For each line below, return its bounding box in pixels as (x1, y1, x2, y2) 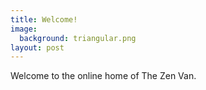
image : (10, 24, 38, 34)
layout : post (10, 42, 65, 53)
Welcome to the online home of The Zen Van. (10, 70, 197, 82)
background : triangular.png (19, 33, 137, 43)
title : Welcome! (10, 14, 78, 25)
